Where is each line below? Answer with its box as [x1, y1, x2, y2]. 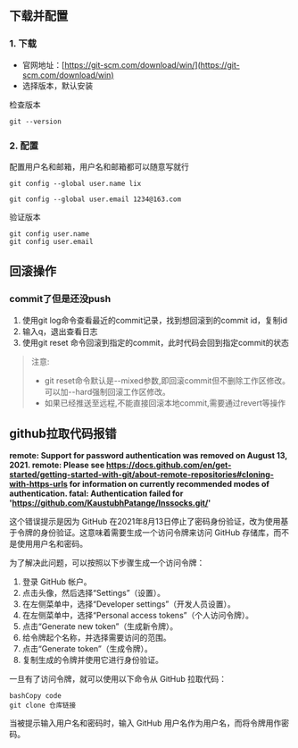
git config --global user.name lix [9, 179, 142, 188]
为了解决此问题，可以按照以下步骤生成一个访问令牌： [9, 558, 205, 568]
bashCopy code [9, 692, 62, 701]
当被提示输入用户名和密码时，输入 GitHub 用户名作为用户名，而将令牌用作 [9, 718, 282, 728]
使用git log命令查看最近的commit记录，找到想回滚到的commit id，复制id [21, 315, 288, 325]
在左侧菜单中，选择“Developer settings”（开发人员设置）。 [21, 599, 236, 609]
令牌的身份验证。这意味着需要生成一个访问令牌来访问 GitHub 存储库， [16, 527, 274, 538]
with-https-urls [9, 479, 69, 490]
